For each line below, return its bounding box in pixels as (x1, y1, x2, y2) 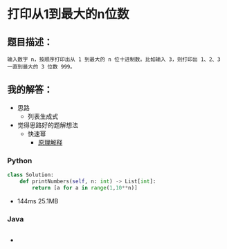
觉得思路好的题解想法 (17, 120, 78, 129)
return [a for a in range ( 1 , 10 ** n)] (32, 184, 138, 191)
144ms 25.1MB (17, 196, 59, 205)
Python (7, 156, 33, 165)
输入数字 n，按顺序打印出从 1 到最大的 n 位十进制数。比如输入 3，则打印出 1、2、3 (7, 56, 221, 63)
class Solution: (7, 172, 54, 178)
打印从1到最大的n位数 (7, 6, 129, 22)
